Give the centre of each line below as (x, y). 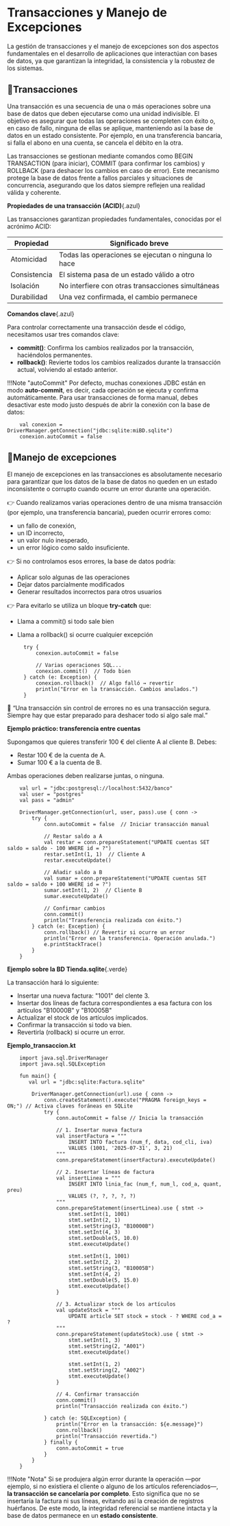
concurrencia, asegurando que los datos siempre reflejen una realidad (106, 185)
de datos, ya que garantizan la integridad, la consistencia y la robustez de (111, 60)
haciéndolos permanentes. (54, 355)
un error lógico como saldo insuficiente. (73, 548)
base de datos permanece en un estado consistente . (82, 1515)
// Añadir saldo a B (73, 872)
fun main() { (38, 1076)
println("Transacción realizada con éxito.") (122, 1406)
